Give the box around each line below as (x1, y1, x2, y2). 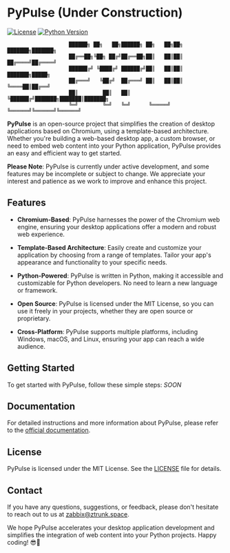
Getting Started (7, 362, 75, 374)
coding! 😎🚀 (7, 539, 41, 546)
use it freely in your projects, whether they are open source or (17, 307, 194, 315)
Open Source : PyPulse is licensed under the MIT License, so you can (17, 299, 214, 308)
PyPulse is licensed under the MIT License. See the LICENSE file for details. (7, 465, 222, 473)
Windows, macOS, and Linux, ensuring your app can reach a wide (17, 335, 205, 343)
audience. (17, 342, 46, 350)
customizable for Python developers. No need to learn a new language (17, 278, 218, 287)
